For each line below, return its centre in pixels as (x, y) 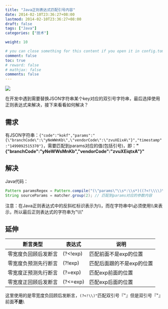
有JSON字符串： (22, 135)
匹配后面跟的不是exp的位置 (121, 263)
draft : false (19, 24)
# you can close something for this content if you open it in (72, 51)
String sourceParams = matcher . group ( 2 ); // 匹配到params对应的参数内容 (79, 195)
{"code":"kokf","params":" (67, 135)
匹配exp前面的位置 (111, 273)
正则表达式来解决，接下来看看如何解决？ (47, 105)
